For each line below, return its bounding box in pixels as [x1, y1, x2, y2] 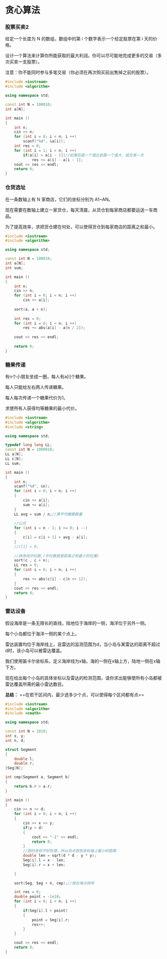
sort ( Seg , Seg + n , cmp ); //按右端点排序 [14, 880, 94, 886]
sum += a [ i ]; [23, 502, 50, 507]
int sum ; [5, 265, 23, 271]
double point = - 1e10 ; [14, 894, 61, 899]
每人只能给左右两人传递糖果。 [5, 384, 66, 390]
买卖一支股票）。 [9, 59, 42, 65]
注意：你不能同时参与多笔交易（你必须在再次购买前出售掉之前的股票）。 [5, 69, 151, 75]
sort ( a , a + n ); [14, 307, 48, 312]
